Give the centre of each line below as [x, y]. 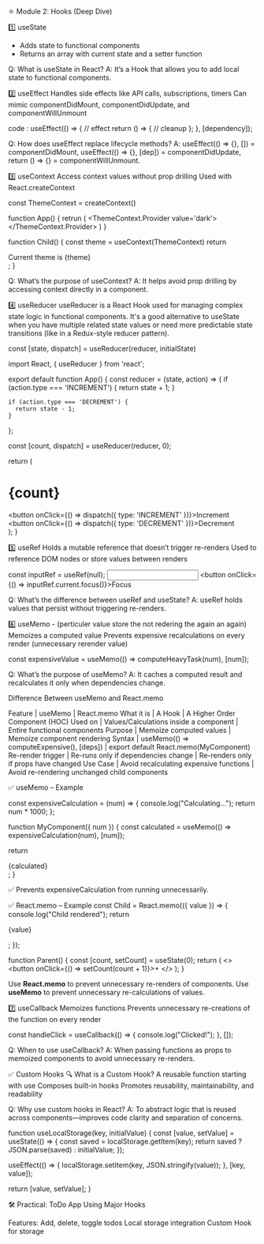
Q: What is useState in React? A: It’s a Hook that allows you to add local [124, 69]
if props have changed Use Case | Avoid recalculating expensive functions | [131, 763]
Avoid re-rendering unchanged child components [88, 772]
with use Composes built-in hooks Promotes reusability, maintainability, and [131, 1085]
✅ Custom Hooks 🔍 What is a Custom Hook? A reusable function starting [127, 1074]
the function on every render [55, 1019]
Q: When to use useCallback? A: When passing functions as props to [120, 1050]
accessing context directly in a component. [78, 289]
